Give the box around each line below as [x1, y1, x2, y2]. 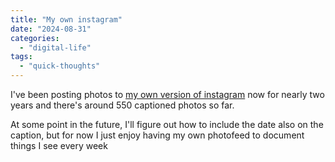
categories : [10, 33, 60, 43]
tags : [10, 52, 33, 62]
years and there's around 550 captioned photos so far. [10, 99, 235, 111]
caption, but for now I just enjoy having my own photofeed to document [10, 129, 305, 141]
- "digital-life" [19, 42, 92, 53]
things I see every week [10, 140, 108, 151]
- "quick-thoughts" [19, 61, 101, 71]
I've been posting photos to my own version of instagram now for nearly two [10, 89, 325, 100]
